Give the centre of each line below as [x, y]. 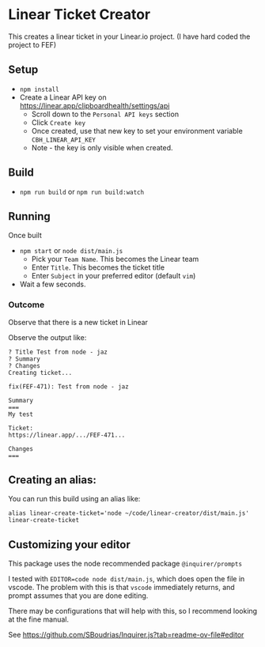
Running [30, 216]
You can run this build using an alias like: [74, 499]
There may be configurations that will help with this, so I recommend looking [133, 611]
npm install [39, 89]
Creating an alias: [52, 480]
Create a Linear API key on [63, 97]
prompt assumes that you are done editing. [78, 596]
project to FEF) [32, 44]
